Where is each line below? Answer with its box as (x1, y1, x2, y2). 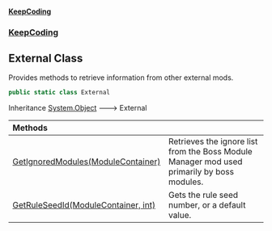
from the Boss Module (168, 146, 253, 157)
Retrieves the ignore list (168, 136, 258, 147)
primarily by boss (168, 166, 235, 178)
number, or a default (168, 199, 246, 211)
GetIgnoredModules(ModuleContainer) (12, 156, 161, 167)
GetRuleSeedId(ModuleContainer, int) (12, 199, 156, 211)
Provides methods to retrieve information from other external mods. (8, 73, 234, 82)
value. (168, 210, 192, 221)
